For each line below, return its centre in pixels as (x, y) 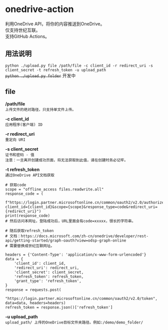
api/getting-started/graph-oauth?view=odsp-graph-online (66, 240)
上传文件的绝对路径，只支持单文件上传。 (40, 109)
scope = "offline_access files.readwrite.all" (54, 189)
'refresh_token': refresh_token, (49, 277)
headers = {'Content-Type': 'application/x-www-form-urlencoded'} (76, 255)
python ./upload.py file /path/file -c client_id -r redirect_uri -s (79, 66)
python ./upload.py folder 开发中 (40, 75)
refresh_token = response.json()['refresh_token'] (59, 307)
